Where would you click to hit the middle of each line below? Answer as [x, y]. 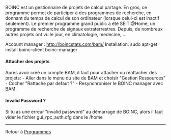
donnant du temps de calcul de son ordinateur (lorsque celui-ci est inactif [82, 18]
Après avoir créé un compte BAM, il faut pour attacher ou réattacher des [81, 73]
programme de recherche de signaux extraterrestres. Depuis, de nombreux [84, 29]
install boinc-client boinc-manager [41, 50]
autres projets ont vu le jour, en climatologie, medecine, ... [66, 34]
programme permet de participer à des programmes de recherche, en [78, 13]
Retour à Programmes [28, 132]
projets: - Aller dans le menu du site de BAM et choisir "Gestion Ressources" [85, 78]
